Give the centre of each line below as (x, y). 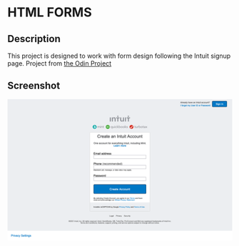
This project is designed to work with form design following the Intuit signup (119, 56)
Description (34, 39)
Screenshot (34, 86)
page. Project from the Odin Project (60, 63)
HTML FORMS (50, 12)
